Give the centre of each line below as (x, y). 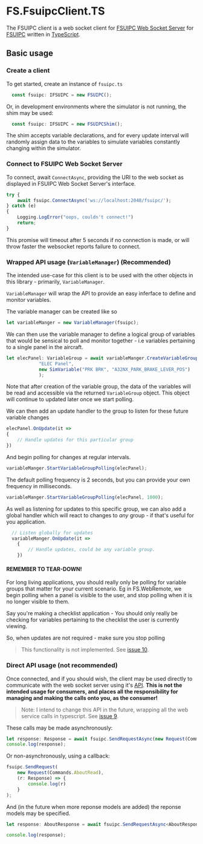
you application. (26, 522)
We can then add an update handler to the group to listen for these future (97, 411)
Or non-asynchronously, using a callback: (58, 756)
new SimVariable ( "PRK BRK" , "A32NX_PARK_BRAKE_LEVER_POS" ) (114, 369)
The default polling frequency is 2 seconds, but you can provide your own (98, 480)
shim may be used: (30, 113)
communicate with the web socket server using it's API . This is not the (94, 685)
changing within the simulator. (44, 148)
